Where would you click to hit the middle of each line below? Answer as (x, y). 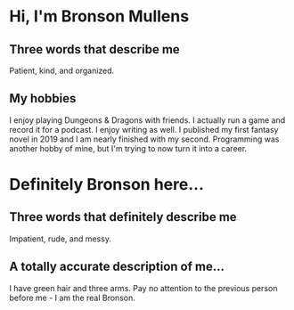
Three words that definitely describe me (123, 217)
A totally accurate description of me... (117, 267)
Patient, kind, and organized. (62, 70)
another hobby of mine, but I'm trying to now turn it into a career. (128, 148)
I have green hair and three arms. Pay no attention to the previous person (143, 288)
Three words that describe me (94, 49)
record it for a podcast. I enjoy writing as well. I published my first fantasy (144, 129)
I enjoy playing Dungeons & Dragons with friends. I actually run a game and (147, 120)
